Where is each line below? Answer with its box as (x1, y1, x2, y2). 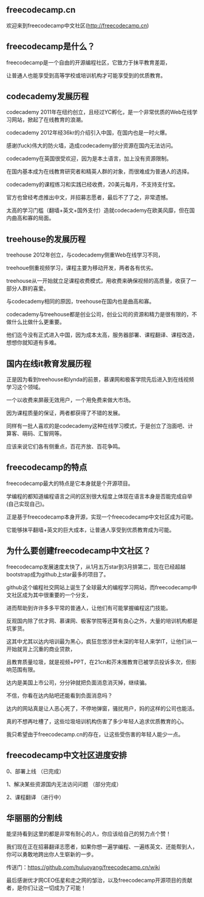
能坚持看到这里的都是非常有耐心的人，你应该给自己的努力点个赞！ (6, 830, 171, 837)
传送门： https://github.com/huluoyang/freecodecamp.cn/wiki (6, 863, 160, 871)
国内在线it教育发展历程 (6, 358, 92, 369)
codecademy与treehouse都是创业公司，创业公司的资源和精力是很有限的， (6, 311, 192, 318)
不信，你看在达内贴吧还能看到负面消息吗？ (6, 692, 113, 699)
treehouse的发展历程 (6, 234, 86, 244)
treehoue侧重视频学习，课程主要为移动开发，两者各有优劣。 (6, 264, 157, 272)
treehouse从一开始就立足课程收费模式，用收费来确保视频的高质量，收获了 (6, 277, 191, 285)
